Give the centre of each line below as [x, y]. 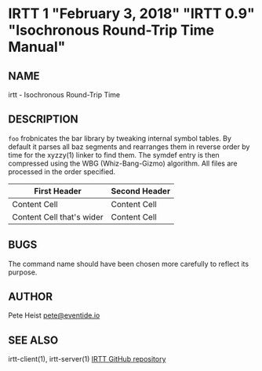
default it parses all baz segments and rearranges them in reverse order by [129, 147]
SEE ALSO [33, 340]
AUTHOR [31, 297]
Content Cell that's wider [58, 216]
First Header [58, 191]
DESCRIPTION [43, 120]
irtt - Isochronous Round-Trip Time [64, 95]
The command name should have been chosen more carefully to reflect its [129, 264]
